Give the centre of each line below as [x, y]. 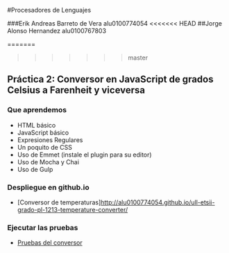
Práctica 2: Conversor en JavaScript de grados [110, 79]
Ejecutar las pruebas [43, 227]
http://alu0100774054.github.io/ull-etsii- [158, 202]
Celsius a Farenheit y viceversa [76, 90]
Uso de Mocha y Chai [48, 162]
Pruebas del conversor [50, 243]
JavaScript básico [43, 132]
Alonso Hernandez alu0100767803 [57, 31]
